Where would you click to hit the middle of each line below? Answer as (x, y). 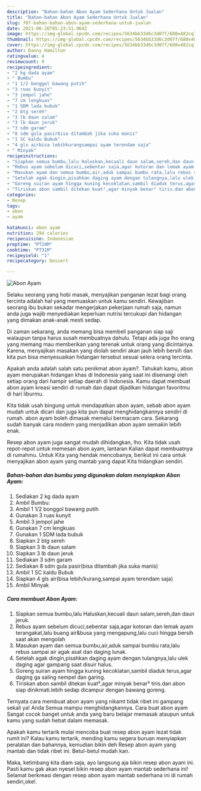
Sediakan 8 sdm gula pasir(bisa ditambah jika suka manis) (87, 566)
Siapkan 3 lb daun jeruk (44, 554)
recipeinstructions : (33, 156)
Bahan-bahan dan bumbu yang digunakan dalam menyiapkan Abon (94, 475)
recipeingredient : (30, 67)
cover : (15, 45)
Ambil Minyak (32, 585)
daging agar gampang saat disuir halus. (64, 665)
